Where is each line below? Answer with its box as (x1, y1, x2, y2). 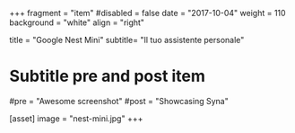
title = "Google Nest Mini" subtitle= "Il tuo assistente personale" (9, 35, 245, 45)
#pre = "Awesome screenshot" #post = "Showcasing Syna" (9, 95, 229, 106)
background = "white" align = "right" (9, 17, 145, 28)
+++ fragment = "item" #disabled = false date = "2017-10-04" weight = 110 (9, 8, 286, 18)
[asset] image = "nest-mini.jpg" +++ (9, 112, 143, 124)
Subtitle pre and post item (9, 66, 206, 86)
